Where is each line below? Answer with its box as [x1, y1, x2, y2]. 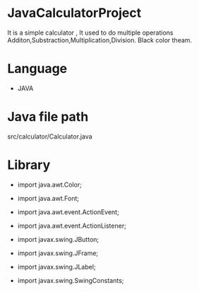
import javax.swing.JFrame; [17, 249, 99, 257]
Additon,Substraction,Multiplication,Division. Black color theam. [7, 35, 193, 44]
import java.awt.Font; [17, 194, 80, 202]
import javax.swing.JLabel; [17, 262, 97, 271]
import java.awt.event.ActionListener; [17, 221, 127, 230]
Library [7, 157, 51, 173]
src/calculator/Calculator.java [7, 132, 93, 141]
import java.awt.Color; [17, 180, 83, 189]
